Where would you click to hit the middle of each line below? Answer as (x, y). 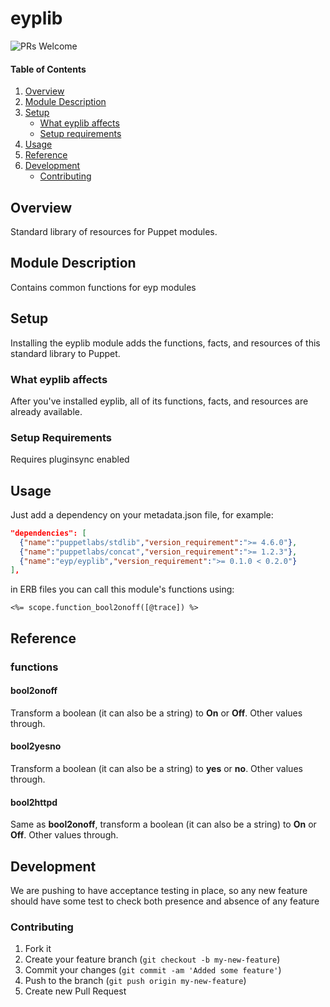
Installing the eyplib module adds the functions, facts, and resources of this (165, 343)
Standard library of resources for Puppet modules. (114, 231)
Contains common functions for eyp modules (103, 287)
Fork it (38, 949)
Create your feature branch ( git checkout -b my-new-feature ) (152, 959)
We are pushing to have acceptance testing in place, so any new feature (159, 891)
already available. (46, 411)
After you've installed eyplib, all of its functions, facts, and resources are (159, 401)
